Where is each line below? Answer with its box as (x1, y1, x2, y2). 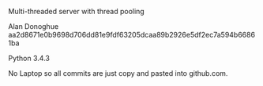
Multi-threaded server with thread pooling (8, 7, 145, 16)
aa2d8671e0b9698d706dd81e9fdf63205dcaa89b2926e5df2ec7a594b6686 (8, 30, 255, 39)
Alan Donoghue (8, 22, 59, 30)
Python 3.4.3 (8, 54, 50, 63)
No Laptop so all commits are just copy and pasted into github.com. (8, 69, 228, 77)
